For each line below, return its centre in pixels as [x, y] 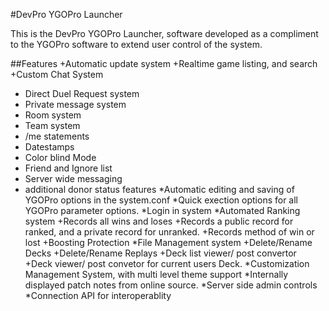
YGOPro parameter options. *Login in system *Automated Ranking [162, 210]
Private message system [75, 104]
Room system [53, 115]
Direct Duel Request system [82, 93]
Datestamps [49, 147]
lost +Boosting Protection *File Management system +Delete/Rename [168, 242]
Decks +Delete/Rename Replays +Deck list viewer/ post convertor [160, 253]
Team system [52, 125]
